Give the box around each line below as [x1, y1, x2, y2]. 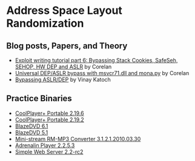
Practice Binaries [6, 93, 73, 103]
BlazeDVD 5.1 [15, 128, 48, 136]
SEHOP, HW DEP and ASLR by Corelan [15, 63, 112, 70]
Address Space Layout [6, 4, 123, 18]
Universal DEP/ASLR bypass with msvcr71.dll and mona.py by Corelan [15, 70, 190, 76]
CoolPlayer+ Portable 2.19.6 [15, 110, 84, 117]
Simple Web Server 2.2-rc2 [15, 148, 84, 155]
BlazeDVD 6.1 [15, 122, 48, 130]
